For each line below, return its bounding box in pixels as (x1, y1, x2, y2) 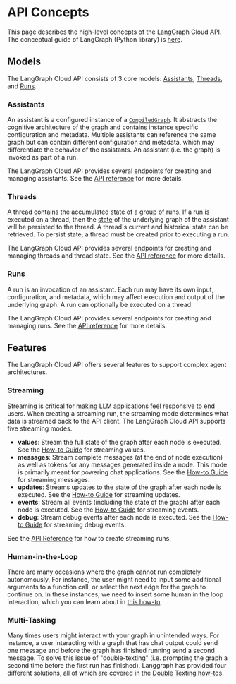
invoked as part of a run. (7, 153, 79, 162)
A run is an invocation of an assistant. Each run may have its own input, (7, 285, 214, 294)
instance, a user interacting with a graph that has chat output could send (7, 639, 218, 647)
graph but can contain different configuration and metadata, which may (7, 138, 215, 147)
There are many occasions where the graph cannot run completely (7, 568, 201, 576)
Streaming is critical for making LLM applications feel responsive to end (7, 402, 216, 410)
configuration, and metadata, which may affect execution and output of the (7, 292, 225, 301)
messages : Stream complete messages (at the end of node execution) (17, 452, 223, 461)
